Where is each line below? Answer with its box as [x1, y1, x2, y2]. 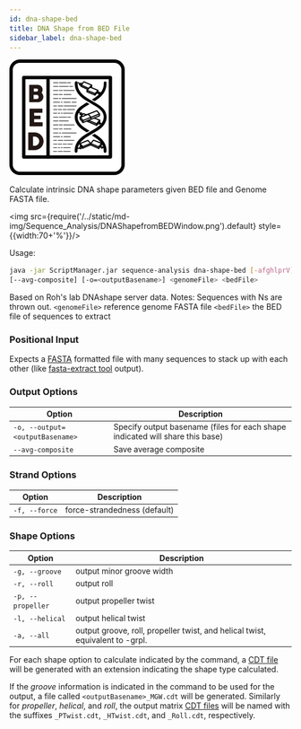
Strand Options [9, 469, 77, 481]
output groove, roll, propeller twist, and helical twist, [75, 625, 266, 636]
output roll [75, 578, 114, 589]
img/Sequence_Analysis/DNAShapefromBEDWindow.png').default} [9, 221, 257, 232]
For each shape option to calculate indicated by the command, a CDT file [9, 654, 279, 665]
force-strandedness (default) [64, 505, 175, 515]
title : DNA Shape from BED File [9, 23, 130, 33]
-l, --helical [13, 614, 66, 623]
